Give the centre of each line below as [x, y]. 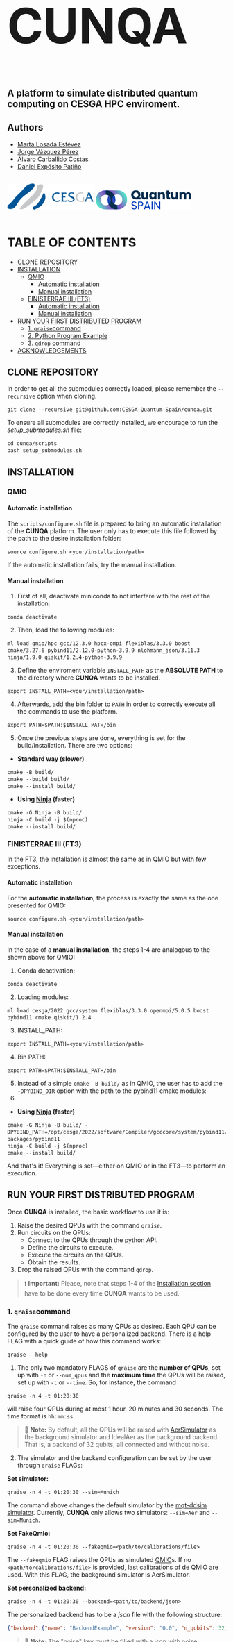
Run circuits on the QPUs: [54, 1232]
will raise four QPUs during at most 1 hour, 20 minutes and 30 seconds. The [115, 1409]
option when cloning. [67, 396]
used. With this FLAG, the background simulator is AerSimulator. [99, 1574]
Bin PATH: [32, 1057]
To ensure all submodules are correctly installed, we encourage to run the [113, 423]
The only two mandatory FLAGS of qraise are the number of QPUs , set [119, 1367]
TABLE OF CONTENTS [72, 242]
